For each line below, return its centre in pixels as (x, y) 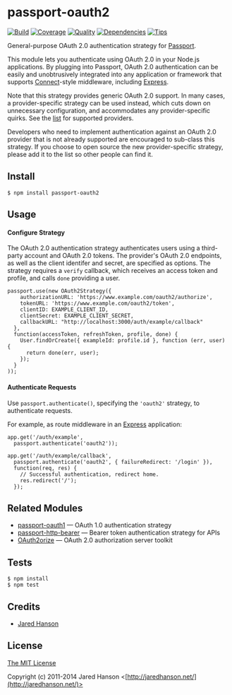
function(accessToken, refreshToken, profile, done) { (96, 334)
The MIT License (32, 662)
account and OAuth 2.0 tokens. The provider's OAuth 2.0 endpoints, (123, 256)
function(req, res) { (45, 468)
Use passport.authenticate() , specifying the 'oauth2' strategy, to (103, 403)
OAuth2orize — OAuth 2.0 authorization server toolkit (95, 540)
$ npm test (23, 585)
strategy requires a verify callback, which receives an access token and (113, 271)
